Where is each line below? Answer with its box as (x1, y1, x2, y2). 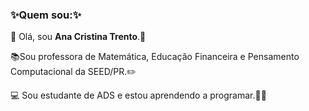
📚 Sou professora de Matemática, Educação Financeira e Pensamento (10, 51, 300, 63)
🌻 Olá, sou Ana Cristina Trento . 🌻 (10, 31, 147, 43)
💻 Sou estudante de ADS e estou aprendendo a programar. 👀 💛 (10, 89, 267, 102)
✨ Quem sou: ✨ (10, 8, 82, 22)
